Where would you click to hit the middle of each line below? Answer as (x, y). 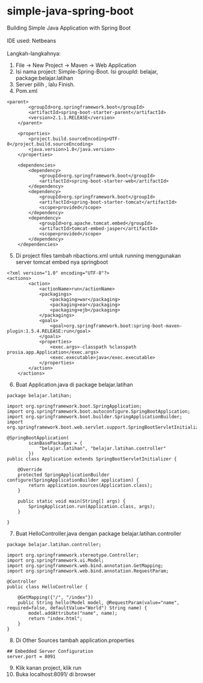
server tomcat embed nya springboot (62, 262)
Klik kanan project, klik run (48, 667)
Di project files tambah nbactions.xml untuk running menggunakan (98, 255)
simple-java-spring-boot (70, 11)
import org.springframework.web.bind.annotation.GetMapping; (85, 565)
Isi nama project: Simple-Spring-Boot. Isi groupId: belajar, (87, 71)
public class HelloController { (47, 586)
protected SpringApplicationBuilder (64, 475)
